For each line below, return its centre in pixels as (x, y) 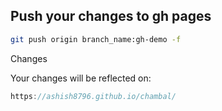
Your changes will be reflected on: (81, 78)
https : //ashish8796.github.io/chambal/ (93, 96)
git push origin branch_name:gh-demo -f (96, 39)
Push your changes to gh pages (111, 16)
